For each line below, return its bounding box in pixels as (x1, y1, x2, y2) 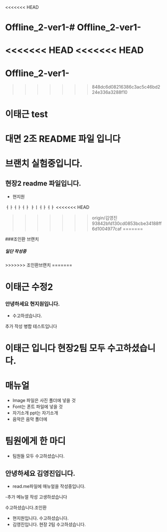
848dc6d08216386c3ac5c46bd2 (92, 84, 161, 90)
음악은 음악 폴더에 (12, 416, 47, 422)
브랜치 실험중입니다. (5, 157, 83, 169)
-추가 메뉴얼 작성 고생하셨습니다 (5, 494, 67, 500)
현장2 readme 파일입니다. (5, 179, 81, 188)
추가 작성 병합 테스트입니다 (5, 323, 57, 329)
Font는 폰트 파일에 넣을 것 (12, 403, 63, 409)
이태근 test (5, 108, 48, 119)
